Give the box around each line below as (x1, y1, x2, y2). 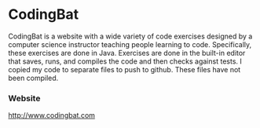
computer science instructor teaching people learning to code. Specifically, (8, 39, 252, 49)
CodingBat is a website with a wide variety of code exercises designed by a (8, 31, 253, 41)
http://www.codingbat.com (8, 111, 96, 120)
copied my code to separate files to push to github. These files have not (8, 64, 241, 74)
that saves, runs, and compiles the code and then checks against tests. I (8, 57, 242, 66)
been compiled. (8, 73, 59, 82)
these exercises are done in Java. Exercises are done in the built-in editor (8, 48, 246, 57)
